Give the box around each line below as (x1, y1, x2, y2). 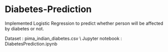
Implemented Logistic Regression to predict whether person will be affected (5, 20, 163, 26)
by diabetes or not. (5, 25, 44, 31)
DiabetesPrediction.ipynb (5, 40, 58, 46)
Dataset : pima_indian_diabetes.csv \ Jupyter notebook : (5, 35, 122, 41)
